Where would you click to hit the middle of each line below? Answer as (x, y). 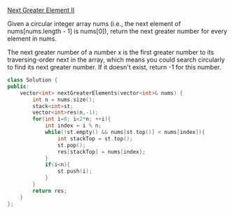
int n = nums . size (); (64, 100)
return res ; (50, 191)
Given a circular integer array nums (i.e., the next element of (94, 24)
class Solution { (33, 80)
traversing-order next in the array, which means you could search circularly (116, 60)
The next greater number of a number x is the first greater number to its (111, 52)
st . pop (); (71, 145)
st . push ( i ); (75, 171)
